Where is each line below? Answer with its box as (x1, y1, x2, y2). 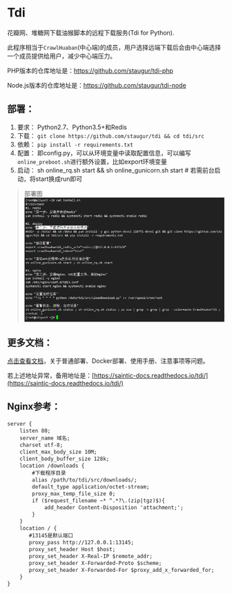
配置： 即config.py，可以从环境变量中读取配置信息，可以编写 (17, 148, 191, 157)
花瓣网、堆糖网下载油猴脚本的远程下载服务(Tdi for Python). (7, 28, 175, 37)
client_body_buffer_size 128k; (19, 455, 110, 462)
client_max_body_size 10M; (19, 448, 97, 455)
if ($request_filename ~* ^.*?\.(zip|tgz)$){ (32, 497, 166, 504)
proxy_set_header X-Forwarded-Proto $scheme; (28, 560, 162, 566)
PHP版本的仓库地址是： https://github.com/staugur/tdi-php (7, 66, 174, 75)
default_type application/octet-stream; (32, 483, 150, 491)
